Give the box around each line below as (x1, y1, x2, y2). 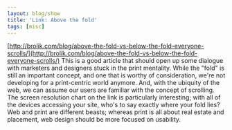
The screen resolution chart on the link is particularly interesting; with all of (7, 93, 221, 102)
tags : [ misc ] (7, 23, 45, 30)
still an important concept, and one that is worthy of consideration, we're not (7, 71, 226, 80)
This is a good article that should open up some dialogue (61, 57, 224, 65)
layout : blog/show (7, 10, 60, 17)
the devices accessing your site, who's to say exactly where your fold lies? (7, 101, 220, 109)
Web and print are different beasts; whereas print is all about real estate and (7, 108, 224, 116)
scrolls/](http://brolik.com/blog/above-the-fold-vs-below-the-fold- (7, 49, 198, 57)
